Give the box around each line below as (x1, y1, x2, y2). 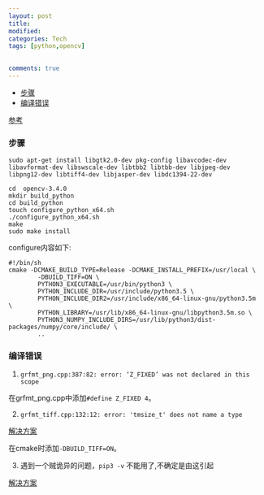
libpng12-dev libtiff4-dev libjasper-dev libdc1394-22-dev (8, 171, 213, 179)
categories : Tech (8, 34, 67, 43)
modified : (8, 27, 42, 35)
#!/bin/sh (8, 259, 42, 267)
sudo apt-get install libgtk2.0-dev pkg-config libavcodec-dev (8, 156, 227, 165)
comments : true (8, 64, 60, 73)
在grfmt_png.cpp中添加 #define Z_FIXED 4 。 (8, 393, 156, 403)
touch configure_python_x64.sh (8, 206, 115, 215)
